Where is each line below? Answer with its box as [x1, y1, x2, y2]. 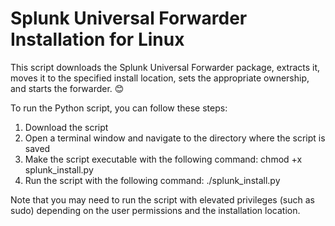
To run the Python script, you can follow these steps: [10, 102, 228, 114]
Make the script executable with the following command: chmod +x [24, 153, 303, 165]
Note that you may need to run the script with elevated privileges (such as [10, 193, 315, 206]
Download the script [24, 121, 109, 133]
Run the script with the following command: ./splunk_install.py [24, 174, 281, 186]
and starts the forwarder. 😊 [10, 82, 125, 94]
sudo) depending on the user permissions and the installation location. [10, 204, 301, 216]
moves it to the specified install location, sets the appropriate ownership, [10, 72, 310, 84]
